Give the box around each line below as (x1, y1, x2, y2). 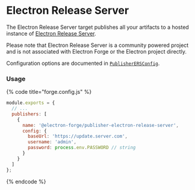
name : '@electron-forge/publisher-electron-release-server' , (22, 122, 179, 128)
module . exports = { (6, 100, 55, 106)
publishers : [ (11, 111, 47, 117)
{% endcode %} (6, 178, 46, 185)
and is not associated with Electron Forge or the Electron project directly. (6, 47, 187, 55)
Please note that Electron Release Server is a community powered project (6, 41, 189, 49)
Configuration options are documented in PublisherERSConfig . (6, 60, 160, 67)
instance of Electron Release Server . (6, 29, 96, 37)
